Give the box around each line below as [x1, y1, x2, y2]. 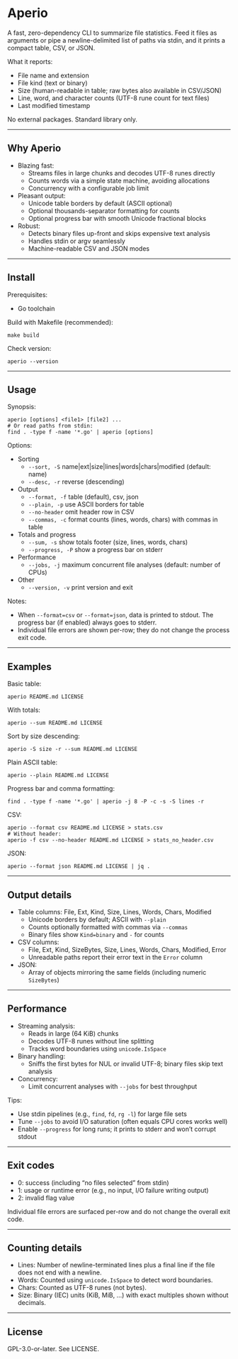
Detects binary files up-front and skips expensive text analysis [28, 229, 210, 237]
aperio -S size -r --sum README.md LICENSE [7, 746, 138, 753]
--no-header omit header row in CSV [28, 508, 135, 516]
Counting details [7, 1242, 83, 1255]
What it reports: [7, 57, 53, 65]
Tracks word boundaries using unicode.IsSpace [28, 1044, 166, 1053]
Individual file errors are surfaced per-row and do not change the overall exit [7, 1207, 231, 1215]
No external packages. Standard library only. [7, 115, 138, 124]
